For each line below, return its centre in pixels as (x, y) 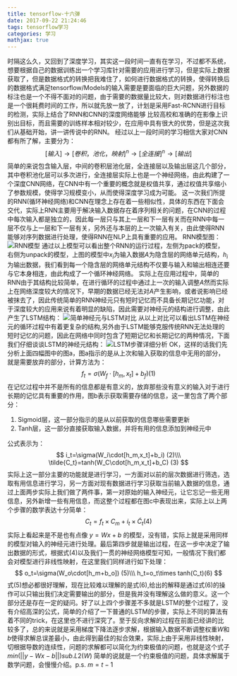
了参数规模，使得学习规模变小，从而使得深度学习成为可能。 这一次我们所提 (116, 193)
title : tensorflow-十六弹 (44, 14)
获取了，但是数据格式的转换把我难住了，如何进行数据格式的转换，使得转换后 (119, 79)
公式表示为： (26, 444)
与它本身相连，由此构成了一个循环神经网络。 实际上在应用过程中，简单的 (113, 273)
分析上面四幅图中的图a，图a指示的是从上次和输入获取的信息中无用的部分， (116, 353)
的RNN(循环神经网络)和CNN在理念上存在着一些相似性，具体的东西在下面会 (116, 201)
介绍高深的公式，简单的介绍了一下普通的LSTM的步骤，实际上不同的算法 (117, 612)
